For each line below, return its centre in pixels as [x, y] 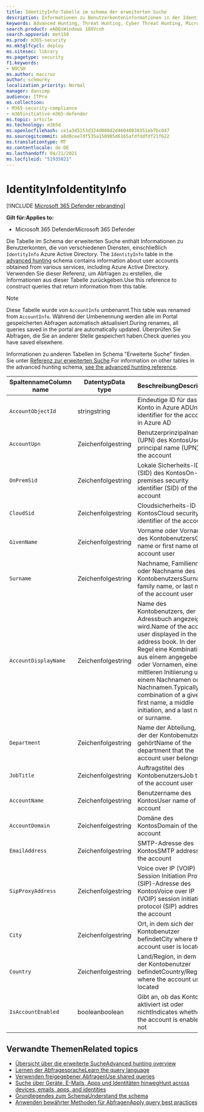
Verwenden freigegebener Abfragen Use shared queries [85, 1077]
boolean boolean [101, 1012]
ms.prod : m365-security [36, 40]
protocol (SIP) [157, 906]
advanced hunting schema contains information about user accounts [93, 261]
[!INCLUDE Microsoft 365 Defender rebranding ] [66, 206]
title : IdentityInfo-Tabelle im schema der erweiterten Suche [87, 12]
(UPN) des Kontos [163, 440]
